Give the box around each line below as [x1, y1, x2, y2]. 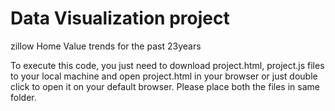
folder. [10, 91, 37, 103]
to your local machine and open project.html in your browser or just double [10, 70, 318, 82]
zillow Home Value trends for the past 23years [10, 40, 202, 52]
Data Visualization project [10, 7, 230, 30]
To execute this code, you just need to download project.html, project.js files [10, 59, 325, 71]
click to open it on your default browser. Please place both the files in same [10, 80, 320, 92]
